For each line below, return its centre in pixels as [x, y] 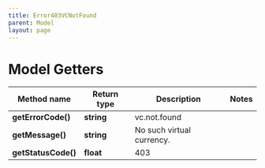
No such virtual [163, 130]
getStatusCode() [44, 153]
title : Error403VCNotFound [52, 15]
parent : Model [32, 23]
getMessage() [39, 135]
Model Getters [56, 69]
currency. [153, 140]
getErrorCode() [41, 118]
